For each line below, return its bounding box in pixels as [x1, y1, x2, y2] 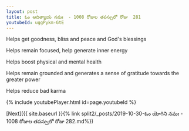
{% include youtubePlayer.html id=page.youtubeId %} [6, 99, 137, 106]
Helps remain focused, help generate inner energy [6, 47, 128, 54]
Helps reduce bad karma [6, 88, 66, 95]
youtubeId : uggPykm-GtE [6, 19, 65, 25]
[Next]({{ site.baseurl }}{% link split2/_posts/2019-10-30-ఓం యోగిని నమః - [6, 110, 183, 117]
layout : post [6, 8, 38, 15]
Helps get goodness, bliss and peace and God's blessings [6, 36, 147, 43]
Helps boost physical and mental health [6, 58, 102, 65]
